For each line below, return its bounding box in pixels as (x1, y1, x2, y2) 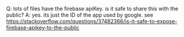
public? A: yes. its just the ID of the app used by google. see (6, 11, 154, 18)
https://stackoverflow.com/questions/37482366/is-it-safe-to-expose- (6, 18, 177, 24)
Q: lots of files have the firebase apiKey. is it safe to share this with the (6, 5, 179, 12)
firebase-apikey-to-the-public (6, 24, 80, 31)
